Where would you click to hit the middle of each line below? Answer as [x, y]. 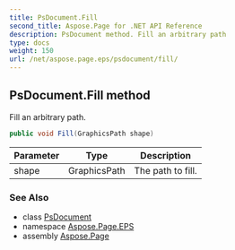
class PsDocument [57, 217]
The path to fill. [165, 170]
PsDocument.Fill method [80, 95]
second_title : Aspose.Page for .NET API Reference [106, 26]
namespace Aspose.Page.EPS [78, 226]
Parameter [37, 155]
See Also [29, 197]
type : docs [30, 43]
